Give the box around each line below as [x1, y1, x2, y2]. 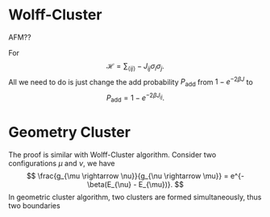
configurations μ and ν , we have [8, 158, 115, 168]
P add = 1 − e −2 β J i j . [106, 91, 165, 104]
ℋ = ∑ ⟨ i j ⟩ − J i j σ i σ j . [106, 61, 165, 73]
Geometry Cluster [8, 123, 131, 141]
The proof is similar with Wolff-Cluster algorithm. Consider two [8, 149, 217, 159]
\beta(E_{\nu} [87, 179, 132, 189]
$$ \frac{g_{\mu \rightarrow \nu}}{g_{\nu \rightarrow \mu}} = [27, 171, 229, 181]
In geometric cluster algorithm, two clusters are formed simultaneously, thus [8, 192, 262, 202]
